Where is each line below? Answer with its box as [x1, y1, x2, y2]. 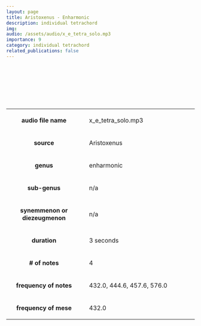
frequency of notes [16, 281, 72, 289]
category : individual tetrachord [6, 43, 90, 49]
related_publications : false [6, 48, 79, 54]
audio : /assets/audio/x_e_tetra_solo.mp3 [6, 31, 111, 37]
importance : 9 [6, 37, 42, 43]
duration [31, 236, 57, 244]
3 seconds [89, 236, 119, 244]
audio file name [21, 116, 67, 124]
